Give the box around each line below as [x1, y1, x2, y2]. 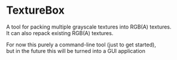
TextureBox [6, 4, 65, 17]
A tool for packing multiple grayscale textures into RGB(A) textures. [6, 23, 172, 30]
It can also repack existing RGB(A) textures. [6, 29, 114, 36]
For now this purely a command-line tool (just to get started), [6, 41, 157, 48]
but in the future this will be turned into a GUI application [6, 47, 145, 54]
